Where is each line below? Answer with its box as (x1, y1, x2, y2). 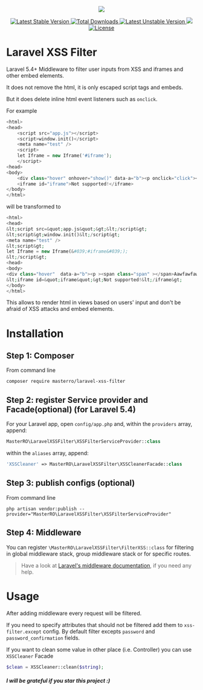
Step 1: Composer (6, 351, 74, 361)
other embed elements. (6, 71, 65, 79)
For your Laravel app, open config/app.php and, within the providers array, (6, 420, 192, 428)
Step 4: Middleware (6, 528, 82, 538)
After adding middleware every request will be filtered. (6, 609, 142, 617)
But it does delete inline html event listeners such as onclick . (6, 95, 158, 102)
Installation (6, 327, 64, 340)
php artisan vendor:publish (6, 506, 77, 512)
